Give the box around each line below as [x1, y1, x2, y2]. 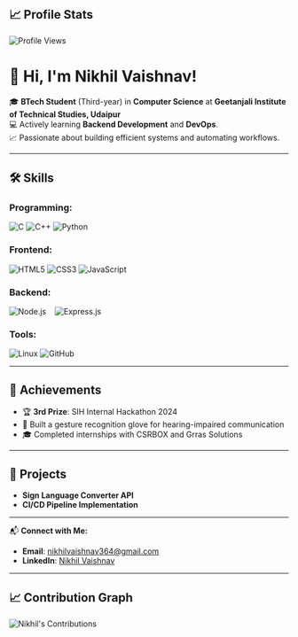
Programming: [9, 202, 73, 214]
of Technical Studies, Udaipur [9, 109, 122, 120]
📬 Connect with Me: [9, 525, 89, 536]
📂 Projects [9, 466, 67, 481]
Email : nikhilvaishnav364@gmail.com [21, 546, 160, 556]
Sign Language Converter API [21, 490, 135, 501]
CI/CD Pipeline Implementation [21, 499, 139, 509]
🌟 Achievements [9, 382, 102, 397]
